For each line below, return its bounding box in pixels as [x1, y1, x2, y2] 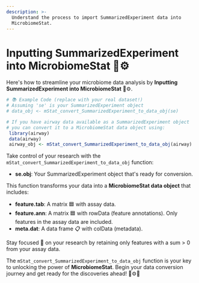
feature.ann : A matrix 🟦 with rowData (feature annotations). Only [14, 209, 178, 217]
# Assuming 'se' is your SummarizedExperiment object [6, 103, 144, 109]
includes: [6, 188, 29, 196]
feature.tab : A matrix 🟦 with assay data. [14, 200, 116, 208]
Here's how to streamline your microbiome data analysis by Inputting [6, 79, 178, 86]
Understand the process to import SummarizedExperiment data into [11, 14, 182, 21]
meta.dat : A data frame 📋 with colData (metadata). [14, 225, 143, 232]
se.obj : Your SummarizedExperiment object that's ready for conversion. [14, 170, 194, 178]
